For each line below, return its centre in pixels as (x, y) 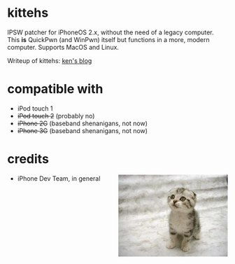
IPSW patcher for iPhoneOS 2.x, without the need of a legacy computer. (111, 32)
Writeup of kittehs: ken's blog (50, 60)
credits (28, 159)
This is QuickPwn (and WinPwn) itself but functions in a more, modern (108, 39)
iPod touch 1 (35, 108)
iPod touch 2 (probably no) (56, 116)
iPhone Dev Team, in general (59, 178)
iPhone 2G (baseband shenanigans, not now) (83, 123)
